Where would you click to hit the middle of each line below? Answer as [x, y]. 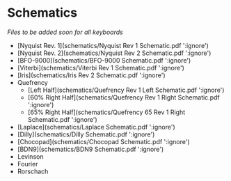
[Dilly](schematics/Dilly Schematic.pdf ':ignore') [86, 134]
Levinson [30, 156]
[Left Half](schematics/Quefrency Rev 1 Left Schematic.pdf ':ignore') [126, 90]
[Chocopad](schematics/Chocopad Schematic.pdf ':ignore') [103, 141]
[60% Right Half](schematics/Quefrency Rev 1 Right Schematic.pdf [124, 97]
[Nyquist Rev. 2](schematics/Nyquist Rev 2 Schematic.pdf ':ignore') [114, 53]
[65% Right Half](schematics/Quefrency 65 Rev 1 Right [106, 112]
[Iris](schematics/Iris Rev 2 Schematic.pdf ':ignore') [91, 75]
